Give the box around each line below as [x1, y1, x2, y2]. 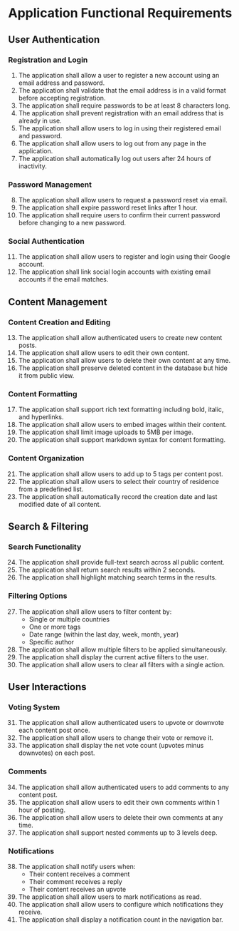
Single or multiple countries [28, 614, 110, 623]
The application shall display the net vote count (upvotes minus [18, 741, 204, 750]
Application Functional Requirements [8, 5, 233, 21]
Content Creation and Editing [8, 317, 111, 327]
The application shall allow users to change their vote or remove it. [18, 734, 214, 742]
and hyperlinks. [18, 413, 64, 421]
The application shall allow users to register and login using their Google [18, 252, 230, 261]
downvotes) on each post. [18, 749, 95, 757]
